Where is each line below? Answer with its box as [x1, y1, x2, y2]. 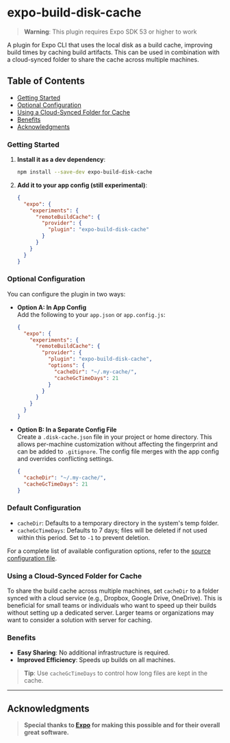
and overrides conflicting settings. [16, 454, 114, 462]
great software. [23, 729, 70, 737]
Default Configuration [7, 503, 81, 512]
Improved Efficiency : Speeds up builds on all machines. [16, 656, 176, 664]
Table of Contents [7, 75, 86, 87]
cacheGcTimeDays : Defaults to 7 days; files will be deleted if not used [16, 526, 207, 534]
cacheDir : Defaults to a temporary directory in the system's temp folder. [16, 519, 219, 527]
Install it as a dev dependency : [16, 156, 106, 164]
